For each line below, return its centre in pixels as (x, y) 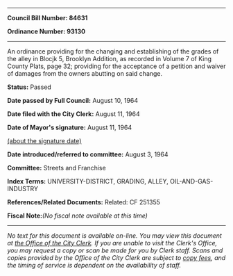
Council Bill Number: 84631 (48, 18)
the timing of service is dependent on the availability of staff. (94, 265)
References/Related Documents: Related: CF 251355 (84, 202)
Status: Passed (29, 87)
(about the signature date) (44, 141)
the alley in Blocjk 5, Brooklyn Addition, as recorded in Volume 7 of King (110, 59)
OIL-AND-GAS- (191, 181)
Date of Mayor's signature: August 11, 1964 (70, 127)
